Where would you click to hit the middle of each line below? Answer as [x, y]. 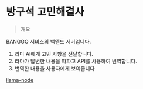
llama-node [20, 80]
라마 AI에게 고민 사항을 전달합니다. [54, 54]
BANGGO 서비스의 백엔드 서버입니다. [49, 41]
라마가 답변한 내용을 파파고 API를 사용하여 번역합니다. [76, 61]
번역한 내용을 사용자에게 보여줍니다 [55, 68]
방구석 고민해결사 [45, 12]
